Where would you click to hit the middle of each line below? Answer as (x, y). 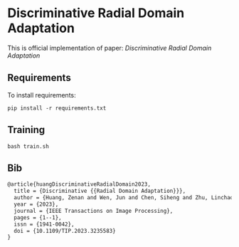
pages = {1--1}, (38, 217)
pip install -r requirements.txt (57, 108)
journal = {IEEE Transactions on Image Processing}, (94, 211)
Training (26, 130)
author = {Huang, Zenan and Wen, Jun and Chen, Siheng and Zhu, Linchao (124, 198)
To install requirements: (42, 95)
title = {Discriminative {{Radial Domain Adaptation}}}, (100, 191)
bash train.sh (28, 146)
